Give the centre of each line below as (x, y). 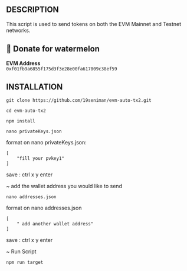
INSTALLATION (35, 87)
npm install (21, 121)
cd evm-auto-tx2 (26, 111)
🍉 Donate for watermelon (53, 49)
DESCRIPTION (32, 10)
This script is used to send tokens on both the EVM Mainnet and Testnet (94, 24)
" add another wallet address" (55, 224)
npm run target (25, 263)
